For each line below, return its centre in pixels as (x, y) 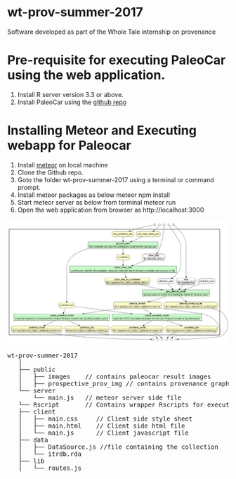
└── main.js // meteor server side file (107, 397)
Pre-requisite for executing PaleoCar (117, 60)
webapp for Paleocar (69, 146)
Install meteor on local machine (63, 165)
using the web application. (86, 75)
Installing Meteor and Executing (102, 130)
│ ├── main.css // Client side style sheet (106, 419)
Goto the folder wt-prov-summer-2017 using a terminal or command (116, 179)
